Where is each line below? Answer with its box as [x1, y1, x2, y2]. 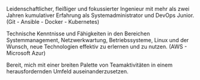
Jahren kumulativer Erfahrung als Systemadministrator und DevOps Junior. [6, 12, 195, 19]
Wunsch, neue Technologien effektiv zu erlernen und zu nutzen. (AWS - [6, 43, 187, 50]
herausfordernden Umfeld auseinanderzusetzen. [6, 68, 129, 75]
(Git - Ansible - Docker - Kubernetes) [6, 18, 99, 25]
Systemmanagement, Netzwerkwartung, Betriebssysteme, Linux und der [6, 37, 189, 43]
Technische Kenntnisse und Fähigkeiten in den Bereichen [6, 30, 151, 37]
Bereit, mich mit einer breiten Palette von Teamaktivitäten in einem [6, 61, 173, 68]
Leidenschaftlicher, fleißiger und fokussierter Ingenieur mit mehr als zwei [6, 5, 190, 12]
